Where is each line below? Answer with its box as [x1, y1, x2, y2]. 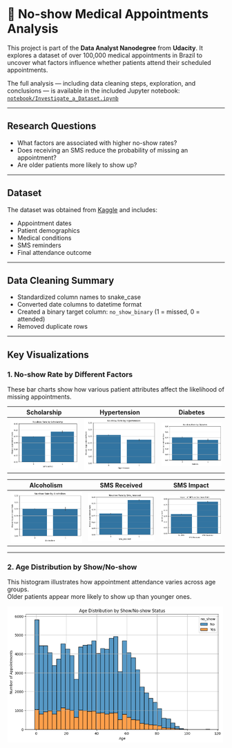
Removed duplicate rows [17, 323, 88, 331]
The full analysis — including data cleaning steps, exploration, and [7, 79, 196, 87]
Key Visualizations [7, 349, 90, 361]
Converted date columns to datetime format [17, 300, 142, 309]
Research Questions [7, 120, 97, 132]
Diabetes [178, 407, 205, 416]
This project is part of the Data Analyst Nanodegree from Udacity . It [7, 44, 204, 52]
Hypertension [99, 407, 140, 416]
